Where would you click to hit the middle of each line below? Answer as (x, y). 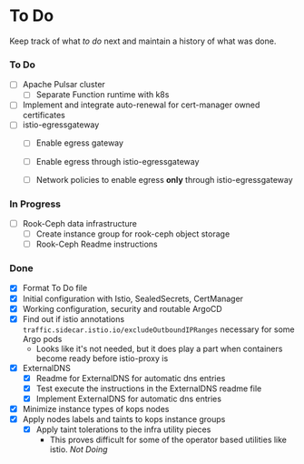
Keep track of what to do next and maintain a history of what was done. (143, 41)
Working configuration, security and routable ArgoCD (122, 308)
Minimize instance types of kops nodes (96, 409)
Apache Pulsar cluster (64, 85)
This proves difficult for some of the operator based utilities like (168, 440)
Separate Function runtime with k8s (103, 95)
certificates (44, 116)
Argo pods (42, 338)
